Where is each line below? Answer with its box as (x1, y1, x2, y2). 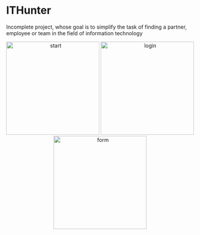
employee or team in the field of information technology (6, 29, 143, 36)
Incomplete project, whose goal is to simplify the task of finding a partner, (6, 23, 187, 30)
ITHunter (6, 4, 52, 17)
